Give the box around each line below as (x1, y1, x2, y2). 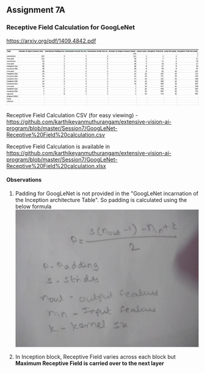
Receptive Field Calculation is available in (6, 143, 110, 150)
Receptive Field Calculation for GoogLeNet (6, 23, 135, 32)
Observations (6, 176, 42, 184)
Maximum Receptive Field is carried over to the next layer (15, 360, 165, 367)
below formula (15, 203, 52, 210)
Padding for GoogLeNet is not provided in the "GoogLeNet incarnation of (15, 190, 199, 197)
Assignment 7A (6, 5, 66, 15)
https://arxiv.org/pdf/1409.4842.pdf (6, 37, 96, 45)
